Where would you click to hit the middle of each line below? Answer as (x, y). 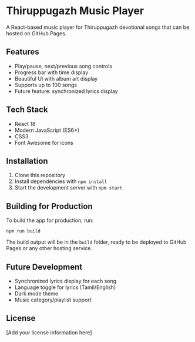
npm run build (23, 231)
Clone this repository (40, 175)
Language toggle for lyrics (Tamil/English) (65, 287)
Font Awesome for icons (44, 142)
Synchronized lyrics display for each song (65, 281)
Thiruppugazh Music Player (75, 11)
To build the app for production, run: (50, 220)
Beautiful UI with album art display (56, 78)
